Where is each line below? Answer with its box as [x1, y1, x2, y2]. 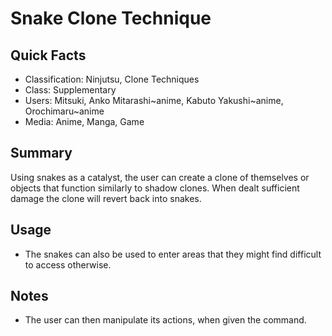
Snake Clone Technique [10, 7, 212, 30]
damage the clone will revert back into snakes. [10, 192, 202, 204]
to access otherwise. [24, 258, 112, 271]
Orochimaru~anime [24, 105, 105, 117]
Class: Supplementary [24, 84, 117, 96]
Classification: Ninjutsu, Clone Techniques [24, 73, 200, 85]
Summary [10, 145, 73, 162]
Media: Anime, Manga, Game [24, 116, 145, 127]
